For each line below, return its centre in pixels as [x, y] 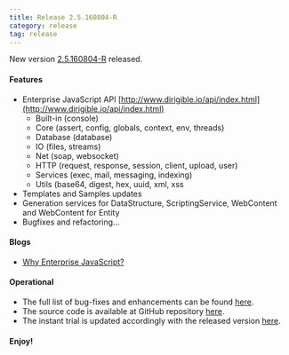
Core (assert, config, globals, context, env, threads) [130, 127]
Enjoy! [21, 341]
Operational [32, 282]
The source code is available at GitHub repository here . [123, 311]
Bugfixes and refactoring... [71, 222]
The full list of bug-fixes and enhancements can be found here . [138, 302]
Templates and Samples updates [82, 193]
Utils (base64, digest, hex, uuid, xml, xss [109, 184]
